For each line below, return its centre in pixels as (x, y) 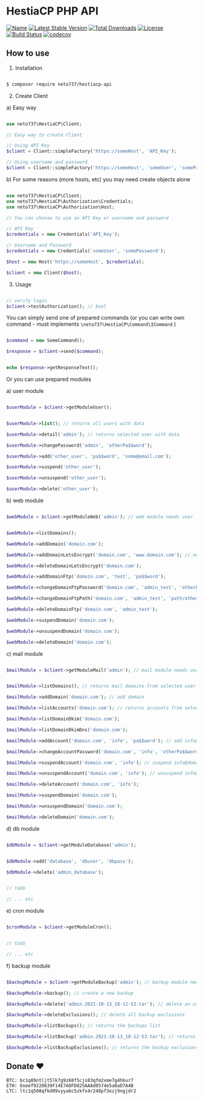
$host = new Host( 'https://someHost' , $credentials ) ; (76, 262)
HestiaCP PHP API (52, 11)
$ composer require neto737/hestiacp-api (59, 84)
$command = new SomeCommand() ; (46, 341)
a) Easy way (21, 108)
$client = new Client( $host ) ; (44, 273)
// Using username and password (47, 162)
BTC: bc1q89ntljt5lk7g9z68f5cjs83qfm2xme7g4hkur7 (70, 1080)
